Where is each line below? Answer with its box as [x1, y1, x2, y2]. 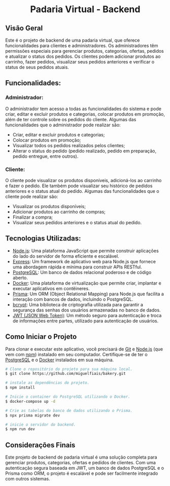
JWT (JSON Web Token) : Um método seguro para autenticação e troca [12, 312, 162, 318]
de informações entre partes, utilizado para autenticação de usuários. [12, 318, 159, 324]
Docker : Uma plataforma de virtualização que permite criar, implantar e [12, 280, 161, 286]
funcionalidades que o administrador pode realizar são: [5, 122, 121, 128]
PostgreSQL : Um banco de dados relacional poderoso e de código [12, 269, 152, 275]
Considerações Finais [5, 440, 76, 449]
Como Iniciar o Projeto [5, 332, 77, 341]
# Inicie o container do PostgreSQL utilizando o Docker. [5, 394, 130, 399]
